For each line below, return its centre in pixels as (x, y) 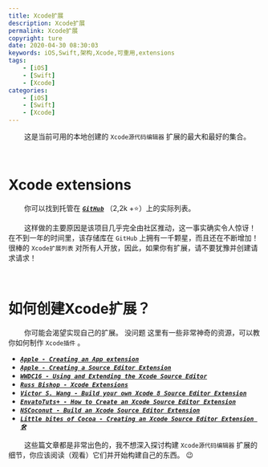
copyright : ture (35, 38)
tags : (17, 61)
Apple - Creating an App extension (79, 359)
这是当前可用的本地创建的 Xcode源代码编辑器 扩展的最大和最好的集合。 (137, 136)
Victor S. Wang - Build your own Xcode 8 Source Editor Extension (133, 393)
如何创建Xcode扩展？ (79, 309)
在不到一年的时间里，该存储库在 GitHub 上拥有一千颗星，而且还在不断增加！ (134, 238)
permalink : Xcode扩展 (43, 30)
